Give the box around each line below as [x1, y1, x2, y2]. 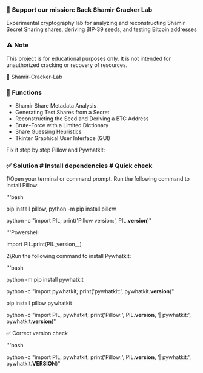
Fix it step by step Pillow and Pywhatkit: [6, 146, 105, 153]
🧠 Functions [6, 88, 42, 97]
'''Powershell [6, 229, 39, 236]
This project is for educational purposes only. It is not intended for [6, 55, 171, 62]
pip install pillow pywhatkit [6, 299, 73, 307]
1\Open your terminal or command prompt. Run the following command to [6, 175, 190, 183]
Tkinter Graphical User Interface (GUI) [15, 134, 111, 142]
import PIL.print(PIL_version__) [6, 240, 82, 248]
